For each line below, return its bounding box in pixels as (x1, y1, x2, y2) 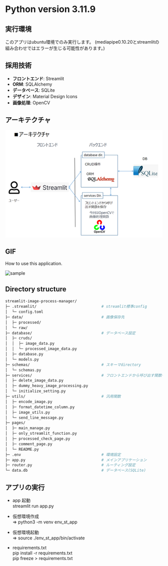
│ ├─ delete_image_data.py (5, 378, 64, 383)
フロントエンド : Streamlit (12, 75, 64, 81)
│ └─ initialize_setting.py (5, 389, 66, 394)
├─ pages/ (5, 420, 26, 426)
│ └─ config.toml (5, 309, 43, 314)
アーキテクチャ (5, 116, 51, 124)
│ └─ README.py (5, 447, 39, 452)
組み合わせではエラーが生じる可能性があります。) (5, 45, 105, 51)
